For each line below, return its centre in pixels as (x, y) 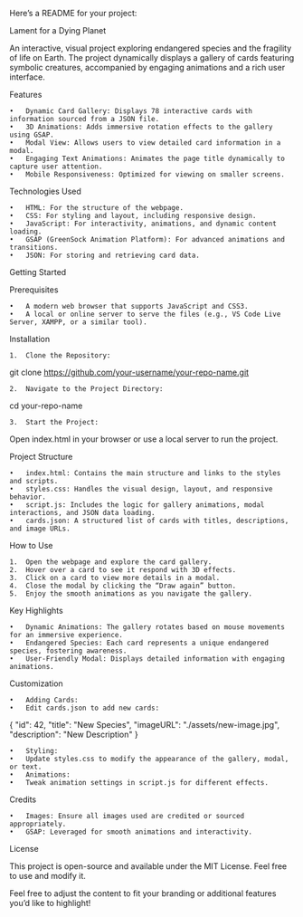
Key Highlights (36, 611)
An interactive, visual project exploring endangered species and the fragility (151, 48)
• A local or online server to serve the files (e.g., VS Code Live (145, 314)
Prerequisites (34, 290)
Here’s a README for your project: (73, 13)
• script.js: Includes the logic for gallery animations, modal (137, 505)
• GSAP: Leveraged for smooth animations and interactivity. (131, 832)
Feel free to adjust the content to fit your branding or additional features (143, 893)
